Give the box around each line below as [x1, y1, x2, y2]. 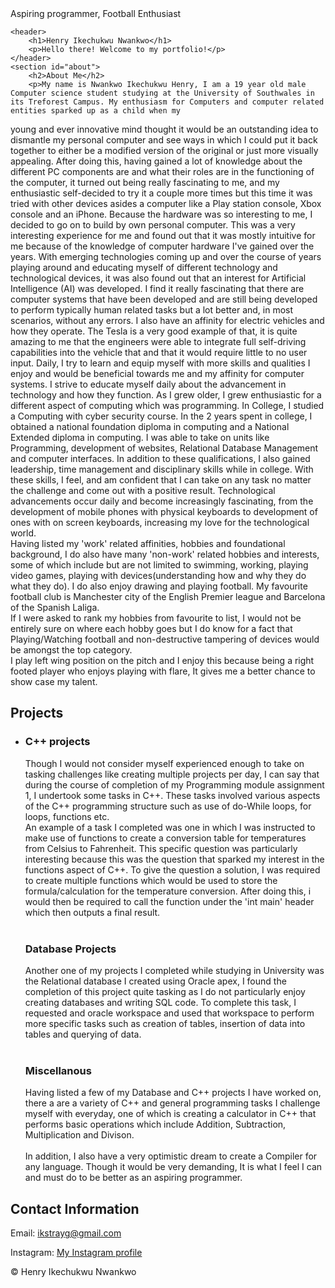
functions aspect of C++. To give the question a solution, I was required [24, 863, 321, 876]
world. [10, 527, 37, 539]
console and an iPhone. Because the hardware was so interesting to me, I [10, 208, 313, 220]
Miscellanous [24, 1063, 92, 1077]
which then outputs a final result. [24, 906, 161, 918]
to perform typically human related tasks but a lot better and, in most [10, 304, 294, 316]
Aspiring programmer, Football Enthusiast [10, 8, 182, 19]
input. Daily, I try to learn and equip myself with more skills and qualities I [10, 357, 311, 369]
